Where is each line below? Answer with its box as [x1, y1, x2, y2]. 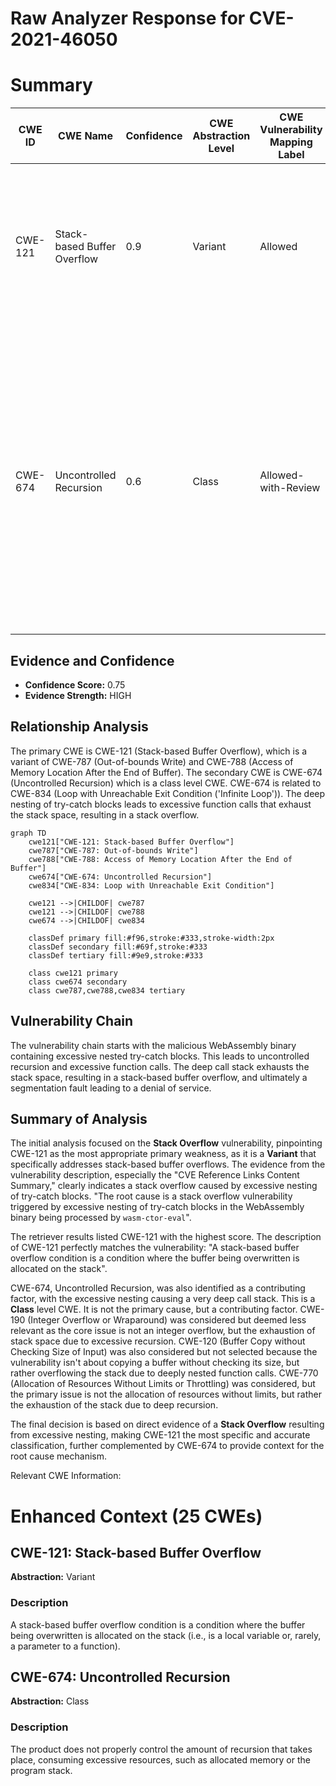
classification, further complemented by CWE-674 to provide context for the [10, 1440, 325, 1452]
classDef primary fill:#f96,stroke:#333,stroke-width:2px [28, 933, 275, 943]
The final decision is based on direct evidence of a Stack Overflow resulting [10, 1418, 325, 1431]
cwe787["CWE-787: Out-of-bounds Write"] [28, 845, 199, 856]
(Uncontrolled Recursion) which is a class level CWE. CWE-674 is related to [10, 777, 322, 789]
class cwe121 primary [28, 968, 118, 978]
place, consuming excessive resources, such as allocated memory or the [10, 1753, 311, 1766]
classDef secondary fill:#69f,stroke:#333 [28, 942, 208, 952]
